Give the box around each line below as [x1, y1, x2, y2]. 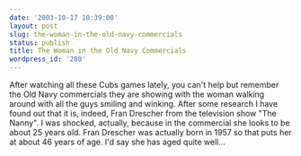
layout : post [9, 22, 58, 30]
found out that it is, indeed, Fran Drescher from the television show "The [9, 108, 277, 118]
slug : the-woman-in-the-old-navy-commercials [9, 30, 182, 39]
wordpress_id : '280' [9, 55, 87, 64]
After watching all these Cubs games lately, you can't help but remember [9, 80, 279, 90]
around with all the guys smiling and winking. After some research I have [9, 99, 279, 108]
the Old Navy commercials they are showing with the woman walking [9, 89, 265, 100]
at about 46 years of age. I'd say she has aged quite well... [9, 136, 226, 147]
